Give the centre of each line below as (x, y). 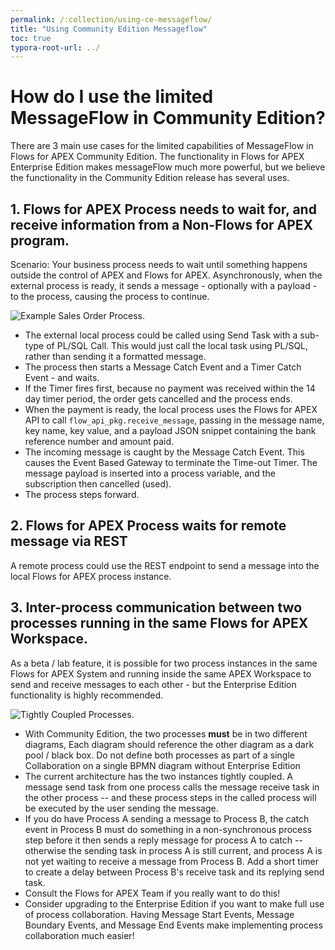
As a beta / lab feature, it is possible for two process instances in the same (164, 663)
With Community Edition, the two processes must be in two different (166, 733)
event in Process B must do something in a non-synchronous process (168, 829)
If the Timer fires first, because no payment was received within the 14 (170, 388)
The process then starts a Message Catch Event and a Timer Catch (163, 367)
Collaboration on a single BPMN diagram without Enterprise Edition (162, 765)
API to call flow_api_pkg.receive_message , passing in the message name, (174, 420)
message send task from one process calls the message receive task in (172, 787)
